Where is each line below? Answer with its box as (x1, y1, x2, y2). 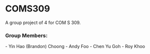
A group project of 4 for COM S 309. (5, 19, 81, 25)
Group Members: (5, 32, 48, 39)
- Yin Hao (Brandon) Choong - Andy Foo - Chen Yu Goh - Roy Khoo (5, 43, 145, 49)
